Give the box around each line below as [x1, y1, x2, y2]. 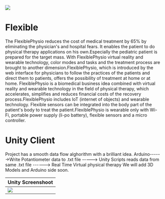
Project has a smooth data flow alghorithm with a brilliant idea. [5, 151, 133, 157]
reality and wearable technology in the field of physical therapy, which [5, 85, 149, 91]
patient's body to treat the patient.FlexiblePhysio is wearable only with [5, 107, 149, 113]
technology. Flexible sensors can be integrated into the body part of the [5, 101, 152, 107]
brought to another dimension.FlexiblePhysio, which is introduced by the [5, 65, 154, 70]
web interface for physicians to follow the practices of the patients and [5, 69, 150, 76]
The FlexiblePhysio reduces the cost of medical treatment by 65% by [5, 38, 147, 44]
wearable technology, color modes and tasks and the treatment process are [5, 59, 161, 65]
